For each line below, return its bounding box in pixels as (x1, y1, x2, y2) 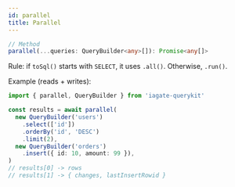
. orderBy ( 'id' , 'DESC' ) (22, 128, 100, 135)
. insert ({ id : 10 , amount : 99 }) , (22, 149, 135, 157)
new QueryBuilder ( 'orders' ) (15, 142, 107, 150)
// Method (8, 40, 41, 48)
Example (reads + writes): (8, 77, 92, 86)
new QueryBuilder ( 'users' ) (15, 113, 103, 121)
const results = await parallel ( (8, 106, 117, 114)
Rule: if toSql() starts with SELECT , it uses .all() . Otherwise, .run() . (8, 62, 228, 71)
